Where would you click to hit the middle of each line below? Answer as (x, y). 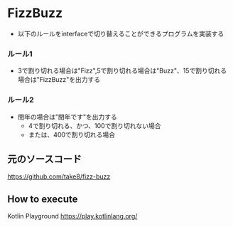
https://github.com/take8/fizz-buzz (59, 176)
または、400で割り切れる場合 (72, 134)
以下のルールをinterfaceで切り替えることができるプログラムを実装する (121, 33)
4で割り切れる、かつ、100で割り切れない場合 (94, 125)
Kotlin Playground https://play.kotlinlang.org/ (72, 216)
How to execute (43, 199)
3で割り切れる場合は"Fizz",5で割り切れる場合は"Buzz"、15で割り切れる (122, 71)
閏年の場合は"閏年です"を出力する (67, 117)
